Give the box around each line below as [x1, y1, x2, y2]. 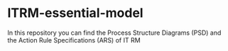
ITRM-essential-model [7, 5, 143, 21]
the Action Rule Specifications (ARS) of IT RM [7, 35, 141, 44]
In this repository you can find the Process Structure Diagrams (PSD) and [7, 28, 222, 37]
